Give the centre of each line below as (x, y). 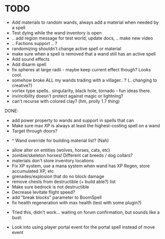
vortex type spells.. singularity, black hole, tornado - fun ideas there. (81, 91)
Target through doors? (35, 131)
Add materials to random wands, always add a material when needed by (85, 22)
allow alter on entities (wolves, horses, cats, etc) (61, 150)
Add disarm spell (29, 64)
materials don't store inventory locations (53, 160)
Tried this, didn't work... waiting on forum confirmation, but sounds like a (86, 212)
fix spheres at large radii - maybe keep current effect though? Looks (81, 69)
